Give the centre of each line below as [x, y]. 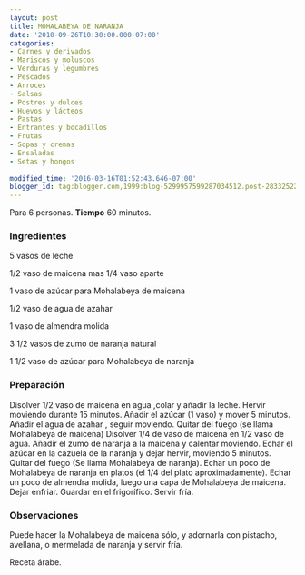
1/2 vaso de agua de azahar [61, 309]
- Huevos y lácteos [46, 111]
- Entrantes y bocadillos [58, 128]
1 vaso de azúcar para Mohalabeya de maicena [98, 291]
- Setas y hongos [42, 161]
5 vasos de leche [41, 256]
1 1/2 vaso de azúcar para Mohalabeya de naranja [102, 362]
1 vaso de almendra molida [59, 326]
